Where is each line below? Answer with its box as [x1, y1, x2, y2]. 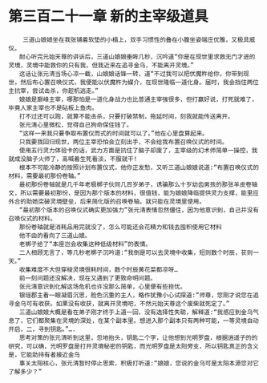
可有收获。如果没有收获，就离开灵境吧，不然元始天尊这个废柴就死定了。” [26, 300, 230, 308]
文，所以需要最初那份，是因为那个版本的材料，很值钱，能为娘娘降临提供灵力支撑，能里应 [8, 189, 259, 197]
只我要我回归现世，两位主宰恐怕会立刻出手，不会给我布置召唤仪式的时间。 [18, 138, 229, 146]
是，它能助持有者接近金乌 [8, 350, 80, 359]
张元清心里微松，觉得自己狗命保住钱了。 [18, 121, 133, 129]
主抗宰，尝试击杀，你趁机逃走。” [8, 87, 99, 95]
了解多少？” [8, 368, 42, 376]
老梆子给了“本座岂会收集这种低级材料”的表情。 [18, 240, 152, 248]
